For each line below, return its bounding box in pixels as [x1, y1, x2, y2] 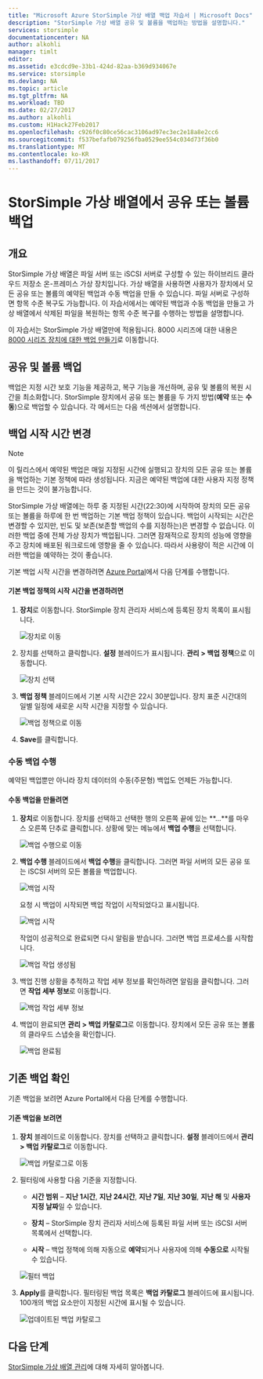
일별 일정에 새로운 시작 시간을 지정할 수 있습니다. [19, 701, 168, 710]
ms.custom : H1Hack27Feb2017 [8, 121, 100, 129]
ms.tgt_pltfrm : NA [8, 92, 68, 100]
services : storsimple [8, 26, 79, 34]
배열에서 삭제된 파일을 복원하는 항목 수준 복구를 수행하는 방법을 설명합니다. [16, 308, 244, 318]
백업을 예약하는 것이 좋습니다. [22, 550, 113, 560]
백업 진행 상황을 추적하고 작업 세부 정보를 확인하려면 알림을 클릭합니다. [19, 976, 235, 986]
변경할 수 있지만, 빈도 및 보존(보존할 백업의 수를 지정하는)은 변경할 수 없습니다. [8, 520, 247, 530]
